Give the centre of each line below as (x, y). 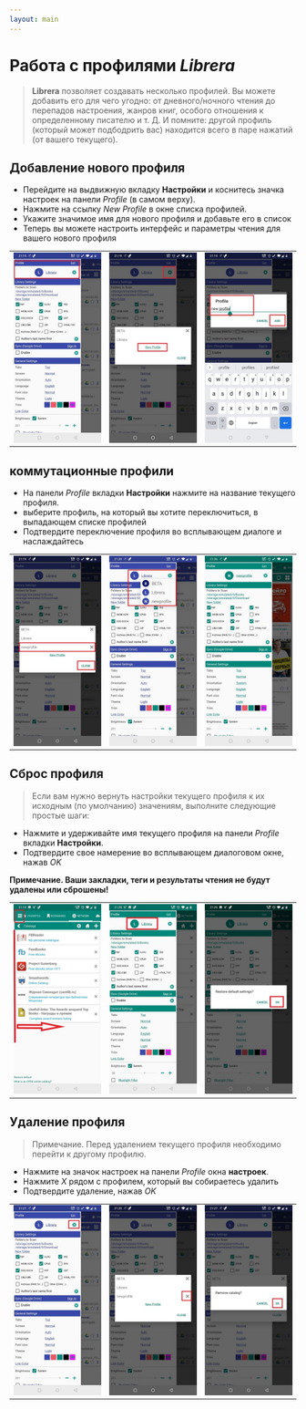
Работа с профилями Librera (122, 65)
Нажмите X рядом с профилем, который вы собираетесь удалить (151, 1181)
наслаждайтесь (53, 542)
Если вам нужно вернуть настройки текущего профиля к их (148, 796)
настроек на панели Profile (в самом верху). (109, 200)
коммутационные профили (92, 471)
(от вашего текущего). (75, 139)
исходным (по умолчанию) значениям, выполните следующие (153, 805)
